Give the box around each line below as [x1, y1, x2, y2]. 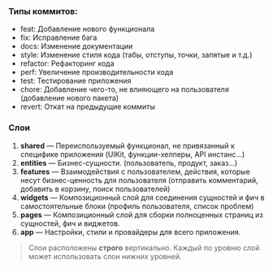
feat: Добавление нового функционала [19, 24, 155, 34]
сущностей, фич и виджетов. [19, 218, 120, 228]
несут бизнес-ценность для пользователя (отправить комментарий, [19, 175, 258, 184]
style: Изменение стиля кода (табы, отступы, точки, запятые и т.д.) [19, 50, 253, 60]
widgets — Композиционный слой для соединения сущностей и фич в [19, 193, 265, 202]
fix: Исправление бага [19, 33, 97, 42]
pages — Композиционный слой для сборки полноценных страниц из [19, 210, 264, 219]
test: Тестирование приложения [19, 76, 132, 86]
